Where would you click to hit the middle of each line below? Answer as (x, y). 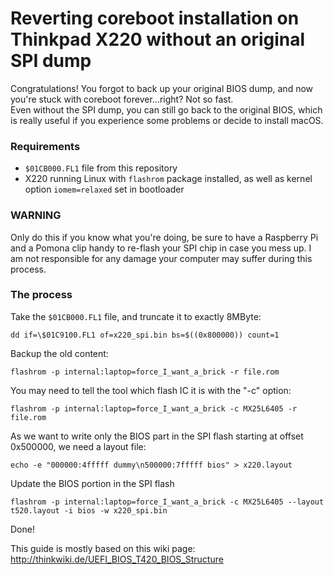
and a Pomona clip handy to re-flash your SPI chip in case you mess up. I (161, 248)
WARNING (36, 215)
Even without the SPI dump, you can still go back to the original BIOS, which (166, 109)
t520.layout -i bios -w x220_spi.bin (89, 510)
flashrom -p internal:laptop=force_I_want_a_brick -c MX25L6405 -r (154, 408)
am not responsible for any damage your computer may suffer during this (161, 258)
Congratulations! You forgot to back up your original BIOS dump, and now (162, 88)
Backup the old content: (59, 353)
